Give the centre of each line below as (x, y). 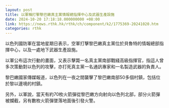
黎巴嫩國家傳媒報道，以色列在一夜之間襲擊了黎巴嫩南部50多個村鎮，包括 (81, 77)
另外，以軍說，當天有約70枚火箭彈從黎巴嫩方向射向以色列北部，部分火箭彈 (83, 94)
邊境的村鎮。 (32, 84)
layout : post (19, 10)
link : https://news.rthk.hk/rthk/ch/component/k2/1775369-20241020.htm (82, 24)
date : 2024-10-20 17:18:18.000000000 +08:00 (53, 19)
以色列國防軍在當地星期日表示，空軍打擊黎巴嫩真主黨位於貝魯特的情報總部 (82, 44)
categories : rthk (23, 29)
